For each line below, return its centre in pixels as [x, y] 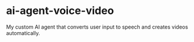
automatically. [23, 33]
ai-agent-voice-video [60, 11]
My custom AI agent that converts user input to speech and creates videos [97, 27]
